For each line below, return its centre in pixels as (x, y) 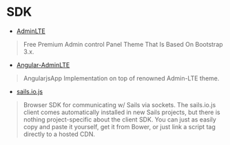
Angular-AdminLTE (43, 65)
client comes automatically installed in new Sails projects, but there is (122, 112)
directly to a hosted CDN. (59, 134)
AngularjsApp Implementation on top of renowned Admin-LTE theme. (121, 78)
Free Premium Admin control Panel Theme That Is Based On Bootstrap (123, 44)
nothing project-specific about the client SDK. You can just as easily (119, 119)
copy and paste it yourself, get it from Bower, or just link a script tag (119, 126)
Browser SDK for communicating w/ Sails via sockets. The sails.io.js (119, 104)
